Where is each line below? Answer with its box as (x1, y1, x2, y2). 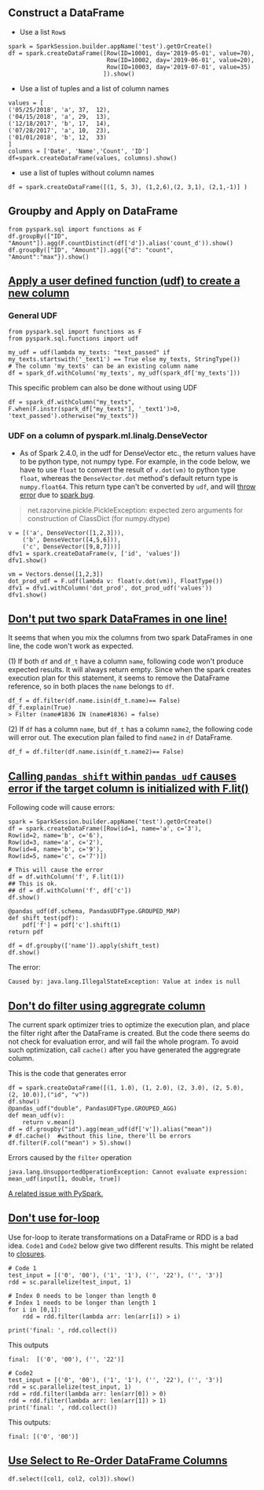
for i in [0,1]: (8, 1306, 61, 1314)
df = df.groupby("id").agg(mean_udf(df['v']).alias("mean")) (8, 1126, 213, 1133)
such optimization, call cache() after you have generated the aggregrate (8, 1045, 241, 1055)
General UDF (8, 310, 57, 321)
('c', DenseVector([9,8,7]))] (22, 542, 122, 550)
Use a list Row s (19, 27, 67, 36)
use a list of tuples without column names (19, 168, 155, 177)
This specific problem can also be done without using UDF (8, 383, 198, 393)
